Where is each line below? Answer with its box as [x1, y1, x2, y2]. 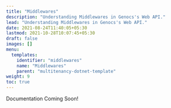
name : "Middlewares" [16, 62, 67, 69]
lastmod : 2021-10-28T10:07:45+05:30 [6, 30, 95, 36]
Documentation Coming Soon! [6, 95, 79, 102]
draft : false [6, 36, 38, 41]
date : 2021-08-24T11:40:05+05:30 [6, 25, 88, 31]
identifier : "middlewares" [16, 57, 82, 63]
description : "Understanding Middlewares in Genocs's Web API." [6, 14, 166, 20]
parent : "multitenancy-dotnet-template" [16, 68, 116, 74]
